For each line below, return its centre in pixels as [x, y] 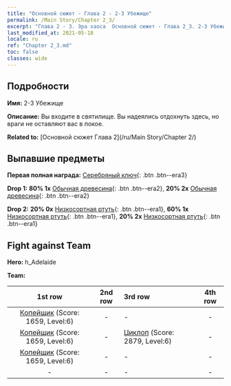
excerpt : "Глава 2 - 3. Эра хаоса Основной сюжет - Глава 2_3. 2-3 [107, 26]
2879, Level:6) [147, 341]
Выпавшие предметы [56, 158]
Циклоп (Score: [149, 333]
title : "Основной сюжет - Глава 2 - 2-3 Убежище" [80, 13]
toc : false [23, 52]
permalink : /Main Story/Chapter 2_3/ [61, 20]
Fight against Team [49, 245]
